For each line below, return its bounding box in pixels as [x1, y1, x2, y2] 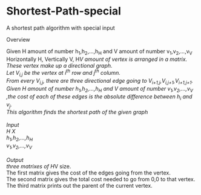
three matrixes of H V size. [6, 162, 71, 170]
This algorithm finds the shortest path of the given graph [6, 109, 148, 116]
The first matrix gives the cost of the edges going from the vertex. [6, 169, 171, 176]
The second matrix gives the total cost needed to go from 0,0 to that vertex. [6, 175, 196, 182]
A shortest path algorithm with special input [6, 24, 115, 31]
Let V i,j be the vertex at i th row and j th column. [6, 68, 121, 78]
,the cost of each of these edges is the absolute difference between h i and [6, 92, 193, 101]
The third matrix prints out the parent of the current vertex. [6, 182, 153, 189]
